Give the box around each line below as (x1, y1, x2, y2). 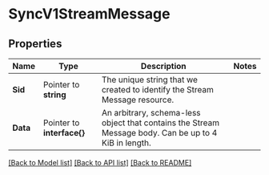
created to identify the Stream (101, 84, 215, 95)
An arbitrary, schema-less (101, 108, 202, 118)
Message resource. (101, 94, 175, 105)
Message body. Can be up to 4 (101, 128, 218, 138)
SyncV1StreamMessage (8, 5, 171, 23)
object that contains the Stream (101, 117, 220, 128)
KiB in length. (101, 137, 152, 149)
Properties (8, 37, 62, 51)
